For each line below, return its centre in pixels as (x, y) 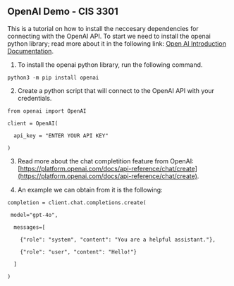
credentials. (35, 98)
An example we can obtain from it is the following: (90, 189)
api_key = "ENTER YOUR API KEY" (61, 136)
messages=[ (30, 227)
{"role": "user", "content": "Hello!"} (79, 252)
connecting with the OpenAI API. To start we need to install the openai (109, 36)
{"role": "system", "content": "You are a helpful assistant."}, (118, 240)
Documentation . (31, 51)
